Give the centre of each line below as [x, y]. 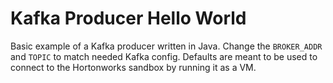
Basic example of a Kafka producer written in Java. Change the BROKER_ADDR [166, 46]
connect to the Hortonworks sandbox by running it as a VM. [133, 67]
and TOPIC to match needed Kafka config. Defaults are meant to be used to [164, 56]
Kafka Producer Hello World [128, 18]
